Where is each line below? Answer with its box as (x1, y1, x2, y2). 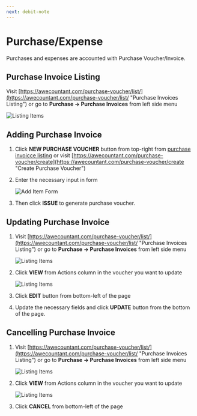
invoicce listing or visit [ (14, 152, 74, 159)
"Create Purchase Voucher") (14, 164, 86, 172)
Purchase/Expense (6, 34, 103, 48)
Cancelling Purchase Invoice (6, 328, 115, 338)
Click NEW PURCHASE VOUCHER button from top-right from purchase (14, 145, 191, 153)
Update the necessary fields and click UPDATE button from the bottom (14, 304, 190, 311)
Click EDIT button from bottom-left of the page (14, 292, 131, 299)
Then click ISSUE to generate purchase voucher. (14, 199, 136, 207)
